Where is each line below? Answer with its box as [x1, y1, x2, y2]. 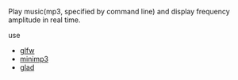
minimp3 [19, 55, 49, 63]
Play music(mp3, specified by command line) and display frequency [8, 7, 230, 16]
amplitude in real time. [8, 15, 81, 25]
